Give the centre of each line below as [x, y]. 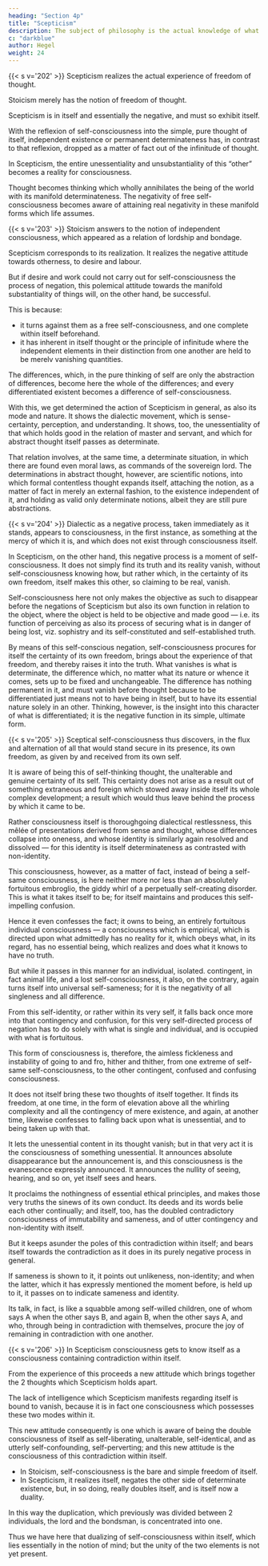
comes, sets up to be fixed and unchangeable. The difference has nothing [130, 681]
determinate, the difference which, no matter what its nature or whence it [129, 673]
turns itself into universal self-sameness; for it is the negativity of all [120, 988]
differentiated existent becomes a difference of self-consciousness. [120, 392]
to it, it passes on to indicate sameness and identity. [94, 1293]
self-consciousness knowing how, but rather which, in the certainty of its [128, 574]
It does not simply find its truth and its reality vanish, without [161, 565]
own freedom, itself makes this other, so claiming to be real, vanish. [119, 582]
